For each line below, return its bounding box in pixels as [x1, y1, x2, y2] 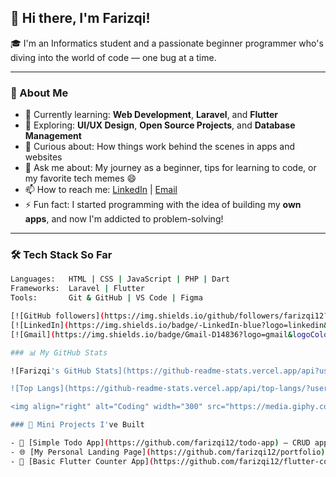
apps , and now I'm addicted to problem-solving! [24, 213, 224, 225]
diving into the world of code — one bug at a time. [10, 51, 217, 63]
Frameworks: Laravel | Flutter [10, 284, 145, 294]
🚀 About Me [10, 86, 69, 100]
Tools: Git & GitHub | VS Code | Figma [10, 293, 203, 303]
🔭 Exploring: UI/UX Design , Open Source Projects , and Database [24, 119, 296, 131]
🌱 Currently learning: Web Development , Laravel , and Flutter [24, 109, 278, 121]
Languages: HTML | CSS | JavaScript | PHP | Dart [10, 274, 230, 285]
